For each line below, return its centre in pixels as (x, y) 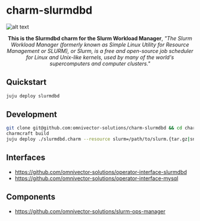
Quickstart (26, 82)
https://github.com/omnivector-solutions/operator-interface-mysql (96, 178)
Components (31, 197)
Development (32, 114)
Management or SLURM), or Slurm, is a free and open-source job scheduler (100, 50)
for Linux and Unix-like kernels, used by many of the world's (100, 57)
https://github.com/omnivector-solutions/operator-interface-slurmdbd (101, 172)
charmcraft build (28, 134)
